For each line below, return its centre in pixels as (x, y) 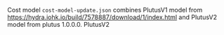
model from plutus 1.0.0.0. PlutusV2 (59, 24)
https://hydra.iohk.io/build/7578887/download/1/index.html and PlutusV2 (112, 17)
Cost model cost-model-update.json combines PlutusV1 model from (105, 10)
